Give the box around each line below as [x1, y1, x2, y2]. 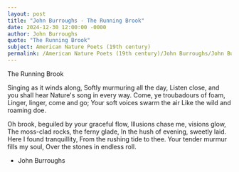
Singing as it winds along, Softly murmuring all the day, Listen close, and [7, 83, 220, 92]
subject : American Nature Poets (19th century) [7, 43, 152, 50]
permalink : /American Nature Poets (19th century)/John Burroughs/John [7, 50, 224, 58]
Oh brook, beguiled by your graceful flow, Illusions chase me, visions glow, [7, 119, 226, 128]
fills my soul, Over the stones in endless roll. [7, 142, 137, 151]
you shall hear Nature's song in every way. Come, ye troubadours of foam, [7, 90, 225, 100]
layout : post [7, 10, 46, 18]
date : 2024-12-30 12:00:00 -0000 [7, 23, 107, 31]
